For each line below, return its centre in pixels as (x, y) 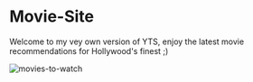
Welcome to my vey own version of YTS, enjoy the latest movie (127, 41)
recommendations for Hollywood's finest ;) (89, 50)
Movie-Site (52, 17)
